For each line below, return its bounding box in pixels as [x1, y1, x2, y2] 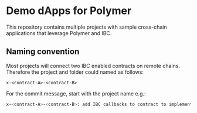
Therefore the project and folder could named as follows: [6, 69, 144, 76]
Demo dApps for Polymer [6, 4, 132, 18]
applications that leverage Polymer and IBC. [6, 29, 112, 36]
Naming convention [6, 47, 80, 57]
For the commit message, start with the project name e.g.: [6, 90, 146, 97]
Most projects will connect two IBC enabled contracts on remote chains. [6, 62, 181, 69]
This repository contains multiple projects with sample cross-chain [6, 23, 167, 30]
